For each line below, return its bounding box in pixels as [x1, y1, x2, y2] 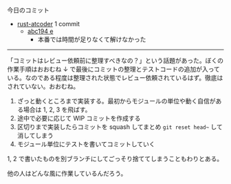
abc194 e [27, 27, 54, 35]
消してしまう [16, 132, 54, 139]
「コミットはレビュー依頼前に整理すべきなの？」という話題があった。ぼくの [7, 57, 224, 64]
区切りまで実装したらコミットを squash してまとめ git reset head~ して [16, 123, 223, 131]
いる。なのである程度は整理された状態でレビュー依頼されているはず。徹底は [7, 74, 223, 81]
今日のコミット [7, 6, 49, 14]
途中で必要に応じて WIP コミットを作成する [16, 114, 141, 122]
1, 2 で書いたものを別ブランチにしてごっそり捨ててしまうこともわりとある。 [7, 154, 223, 163]
